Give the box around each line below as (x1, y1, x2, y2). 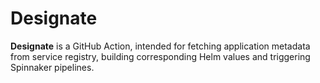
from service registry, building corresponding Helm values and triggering (10, 50, 311, 62)
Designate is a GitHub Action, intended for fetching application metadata (10, 40, 311, 52)
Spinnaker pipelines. (10, 61, 95, 73)
